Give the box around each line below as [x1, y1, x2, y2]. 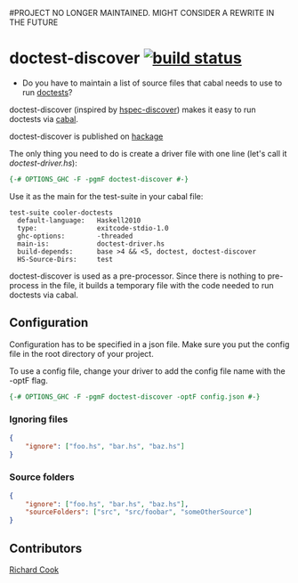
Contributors [9, 540, 83, 555]
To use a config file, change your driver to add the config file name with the [9, 365, 286, 377]
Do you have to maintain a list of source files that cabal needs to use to [21, 77, 283, 88]
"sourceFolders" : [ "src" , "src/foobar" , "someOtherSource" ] [25, 507, 253, 517]
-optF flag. [9, 375, 49, 385]
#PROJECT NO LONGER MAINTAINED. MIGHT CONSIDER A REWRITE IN [9, 8, 275, 18]
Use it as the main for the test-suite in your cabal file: [9, 190, 204, 201]
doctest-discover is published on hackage [9, 131, 164, 142]
